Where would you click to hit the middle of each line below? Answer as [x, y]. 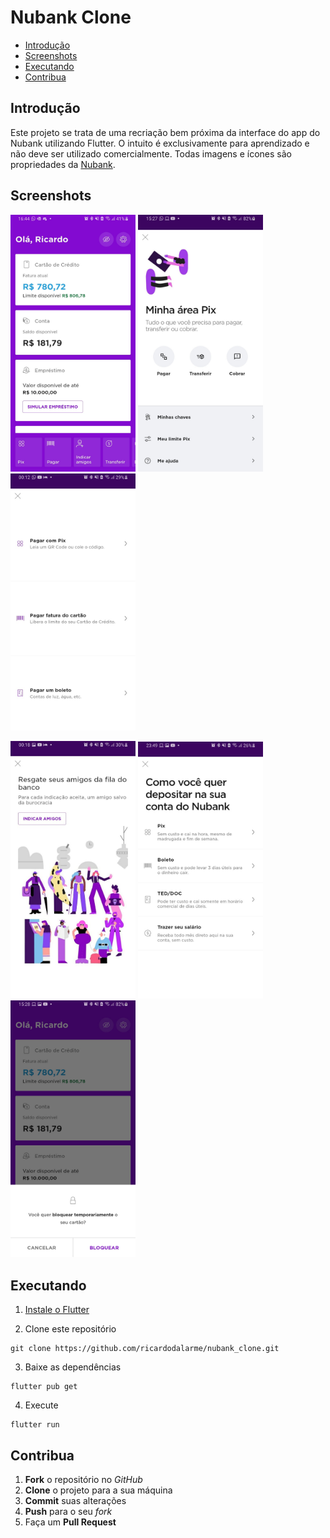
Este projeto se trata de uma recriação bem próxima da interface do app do [165, 132]
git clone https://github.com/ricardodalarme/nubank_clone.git [145, 1349]
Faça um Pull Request [70, 1522]
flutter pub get [44, 1387]
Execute [41, 1405]
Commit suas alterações [75, 1500]
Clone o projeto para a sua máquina [98, 1490]
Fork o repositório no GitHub [83, 1479]
